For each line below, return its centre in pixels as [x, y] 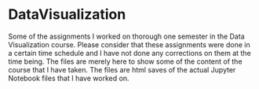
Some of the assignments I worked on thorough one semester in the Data [126, 36]
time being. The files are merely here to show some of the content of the [125, 61]
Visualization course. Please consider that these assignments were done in [129, 44]
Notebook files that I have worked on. [69, 78]
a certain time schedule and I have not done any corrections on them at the [129, 53]
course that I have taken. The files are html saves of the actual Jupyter [122, 69]
